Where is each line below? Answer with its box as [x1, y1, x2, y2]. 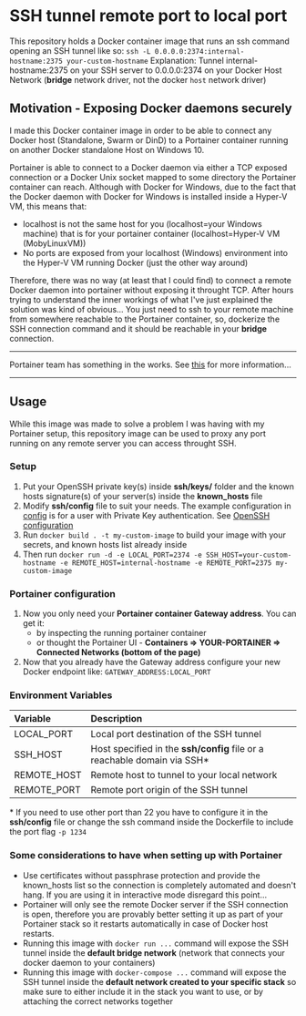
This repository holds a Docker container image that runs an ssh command [9, 36, 290, 46]
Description [90, 713, 143, 725]
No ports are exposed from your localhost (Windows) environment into [22, 247, 289, 258]
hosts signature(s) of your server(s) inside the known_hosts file [22, 490, 263, 501]
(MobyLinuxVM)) [22, 238, 87, 249]
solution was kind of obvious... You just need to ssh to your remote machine [9, 303, 294, 314]
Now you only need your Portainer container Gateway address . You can [22, 608, 297, 620]
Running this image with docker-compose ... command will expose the [22, 967, 287, 978]
